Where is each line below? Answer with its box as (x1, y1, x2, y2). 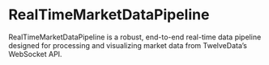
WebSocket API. (8, 49, 62, 59)
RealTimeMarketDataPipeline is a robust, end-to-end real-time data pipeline (8, 32, 262, 42)
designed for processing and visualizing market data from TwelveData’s (8, 40, 247, 50)
